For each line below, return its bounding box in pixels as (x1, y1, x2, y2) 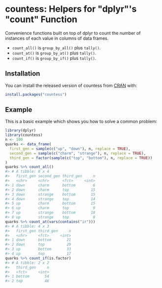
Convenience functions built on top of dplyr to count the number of (5, 30, 141, 36)
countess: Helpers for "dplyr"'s (5, 3, 137, 15)
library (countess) (5, 132, 43, 138)
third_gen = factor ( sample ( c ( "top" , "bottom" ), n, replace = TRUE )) (9, 156, 153, 160)
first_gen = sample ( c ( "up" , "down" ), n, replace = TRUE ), (9, 146, 131, 151)
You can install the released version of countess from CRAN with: (5, 82, 137, 88)
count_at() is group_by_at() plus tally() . (12, 50, 97, 56)
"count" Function (5, 14, 78, 25)
